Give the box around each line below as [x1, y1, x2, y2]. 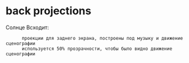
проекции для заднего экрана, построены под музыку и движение [21, 35, 184, 41]
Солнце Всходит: [5, 24, 49, 31]
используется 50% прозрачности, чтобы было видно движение [21, 46, 172, 52]
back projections [5, 4, 91, 18]
